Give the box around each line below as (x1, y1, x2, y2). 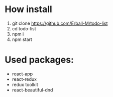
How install (5, 4, 52, 15)
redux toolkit (12, 81, 38, 87)
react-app (12, 71, 33, 77)
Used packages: (5, 54, 74, 66)
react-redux (12, 76, 37, 82)
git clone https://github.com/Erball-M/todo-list (12, 20, 108, 26)
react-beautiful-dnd (12, 87, 53, 93)
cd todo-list (12, 25, 36, 31)
